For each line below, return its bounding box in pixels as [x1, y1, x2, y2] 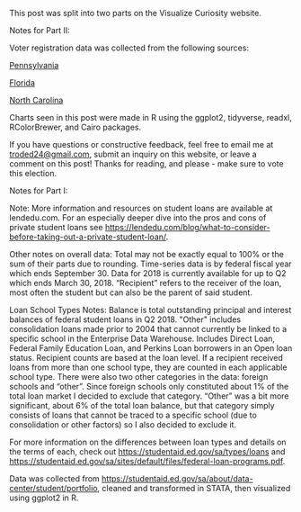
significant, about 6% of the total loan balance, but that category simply [9, 400, 276, 410]
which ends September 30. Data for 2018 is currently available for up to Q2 [9, 268, 287, 278]
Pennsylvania [9, 60, 59, 70]
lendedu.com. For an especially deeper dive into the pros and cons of [9, 212, 267, 223]
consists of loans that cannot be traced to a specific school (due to [9, 409, 258, 420]
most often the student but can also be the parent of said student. [9, 287, 253, 298]
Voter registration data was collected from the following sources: [9, 42, 250, 53]
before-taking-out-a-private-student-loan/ [9, 231, 166, 242]
